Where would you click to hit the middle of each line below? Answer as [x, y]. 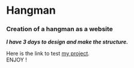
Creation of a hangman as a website [59, 29]
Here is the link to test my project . [48, 54]
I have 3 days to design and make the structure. [67, 42]
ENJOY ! [17, 60]
